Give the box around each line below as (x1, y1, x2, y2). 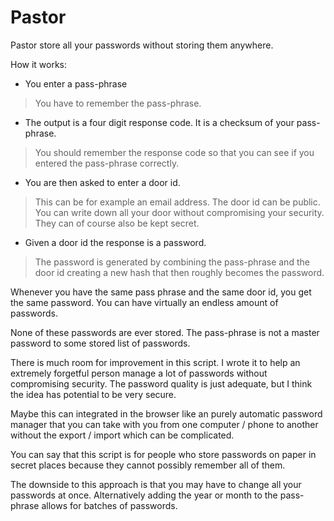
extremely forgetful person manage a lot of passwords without (10, 367, 268, 379)
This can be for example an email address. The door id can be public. (34, 196, 321, 208)
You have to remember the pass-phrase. (34, 97, 202, 109)
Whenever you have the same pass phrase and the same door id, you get (10, 286, 312, 298)
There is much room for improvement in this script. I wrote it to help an (10, 356, 301, 368)
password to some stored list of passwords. (10, 337, 191, 349)
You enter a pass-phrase (24, 77, 128, 90)
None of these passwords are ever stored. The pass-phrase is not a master (10, 326, 320, 338)
